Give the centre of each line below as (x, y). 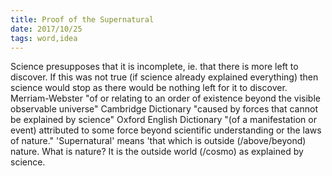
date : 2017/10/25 (46, 29)
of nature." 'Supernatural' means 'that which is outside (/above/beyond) (158, 141)
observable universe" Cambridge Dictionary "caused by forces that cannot (164, 109)
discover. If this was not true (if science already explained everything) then (164, 77)
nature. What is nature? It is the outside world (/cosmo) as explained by (157, 152)
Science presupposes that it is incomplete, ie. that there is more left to (154, 67)
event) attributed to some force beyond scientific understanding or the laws (166, 130)
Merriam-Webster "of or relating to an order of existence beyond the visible (165, 98)
